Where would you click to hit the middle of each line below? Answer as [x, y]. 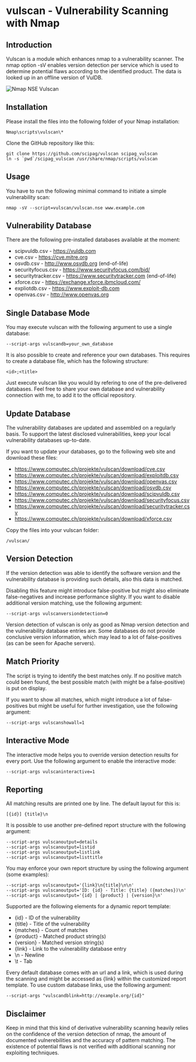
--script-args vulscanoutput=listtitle [55, 858]
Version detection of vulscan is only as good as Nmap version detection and [98, 624]
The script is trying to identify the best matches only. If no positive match [94, 676]
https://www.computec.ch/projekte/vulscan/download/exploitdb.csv [97, 475]
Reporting [24, 789]
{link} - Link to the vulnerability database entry [70, 949]
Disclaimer [26, 1014]
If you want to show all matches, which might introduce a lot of [81, 699]
